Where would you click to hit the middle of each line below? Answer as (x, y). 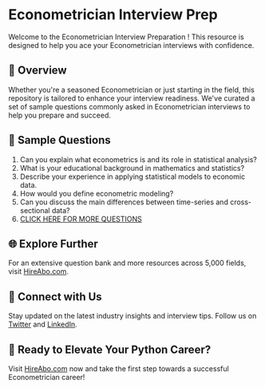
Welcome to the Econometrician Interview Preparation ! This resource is (127, 37)
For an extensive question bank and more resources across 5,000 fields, (127, 263)
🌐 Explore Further (53, 244)
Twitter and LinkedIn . (43, 324)
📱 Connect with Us (55, 297)
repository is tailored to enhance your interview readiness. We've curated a (132, 98)
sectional (35, 210)
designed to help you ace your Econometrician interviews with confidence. (131, 45)
